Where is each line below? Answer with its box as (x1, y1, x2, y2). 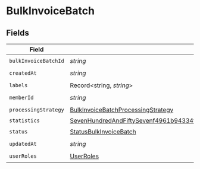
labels (9, 82, 28, 88)
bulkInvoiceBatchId (9, 58, 64, 64)
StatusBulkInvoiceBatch (70, 127, 136, 136)
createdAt (9, 69, 37, 76)
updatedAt (9, 141, 37, 147)
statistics (9, 117, 40, 124)
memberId (9, 94, 34, 101)
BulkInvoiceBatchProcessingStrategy (70, 106, 174, 114)
